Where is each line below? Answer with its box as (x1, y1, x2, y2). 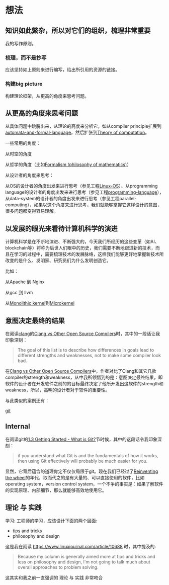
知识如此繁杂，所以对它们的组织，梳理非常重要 (5, 26, 151, 35)
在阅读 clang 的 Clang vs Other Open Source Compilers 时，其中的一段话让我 (5, 330, 160, 337)
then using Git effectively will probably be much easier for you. (17, 458, 148, 464)
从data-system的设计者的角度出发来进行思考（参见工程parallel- (5, 196, 137, 202)
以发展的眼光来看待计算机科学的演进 (5, 224, 118, 233)
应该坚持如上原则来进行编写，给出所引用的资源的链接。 (5, 66, 120, 73)
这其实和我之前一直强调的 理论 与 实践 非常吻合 (5, 574, 103, 580)
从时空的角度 (5, 151, 32, 157)
